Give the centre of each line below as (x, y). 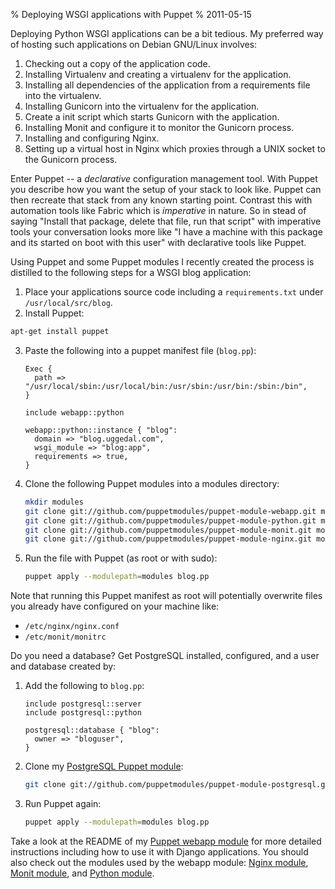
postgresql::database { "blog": (92, 730)
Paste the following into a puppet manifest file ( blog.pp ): (140, 350)
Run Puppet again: (63, 803)
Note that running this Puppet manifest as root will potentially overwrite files (166, 596)
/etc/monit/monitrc (65, 637)
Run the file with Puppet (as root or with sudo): (121, 558)
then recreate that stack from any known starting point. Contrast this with (161, 200)
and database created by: (63, 666)
